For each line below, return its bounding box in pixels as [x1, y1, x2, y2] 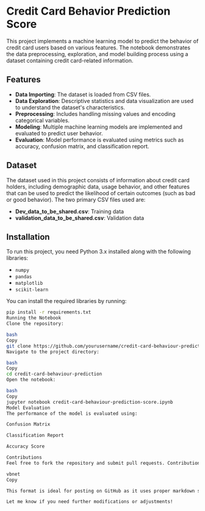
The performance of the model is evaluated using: [6, 410, 138, 416]
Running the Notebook [6, 315, 62, 321]
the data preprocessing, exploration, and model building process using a [6, 50, 189, 57]
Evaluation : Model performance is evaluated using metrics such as [15, 136, 184, 143]
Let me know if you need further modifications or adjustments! [6, 499, 173, 505]
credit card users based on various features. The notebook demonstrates [6, 44, 191, 51]
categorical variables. [15, 116, 70, 124]
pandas [15, 274, 32, 280]
